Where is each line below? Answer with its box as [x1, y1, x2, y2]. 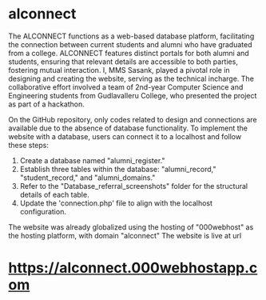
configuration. [19, 206, 66, 216]
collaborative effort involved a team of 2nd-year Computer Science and [8, 82, 244, 92]
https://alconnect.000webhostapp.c [8, 259, 258, 277]
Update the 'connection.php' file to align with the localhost [19, 198, 213, 208]
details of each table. [19, 190, 89, 199]
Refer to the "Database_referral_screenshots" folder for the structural [19, 181, 248, 190]
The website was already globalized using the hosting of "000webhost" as [8, 222, 254, 232]
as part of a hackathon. [8, 99, 85, 109]
